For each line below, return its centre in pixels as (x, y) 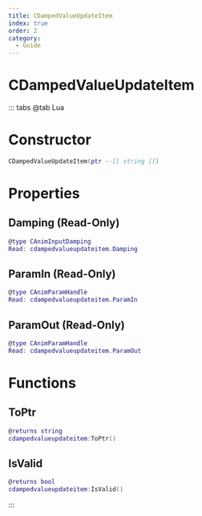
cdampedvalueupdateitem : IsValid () (66, 490)
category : (25, 38)
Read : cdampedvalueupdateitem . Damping (73, 249)
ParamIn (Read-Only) (62, 274)
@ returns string (35, 431)
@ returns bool (32, 482)
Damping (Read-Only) (64, 223)
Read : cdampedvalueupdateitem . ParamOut (75, 351)
